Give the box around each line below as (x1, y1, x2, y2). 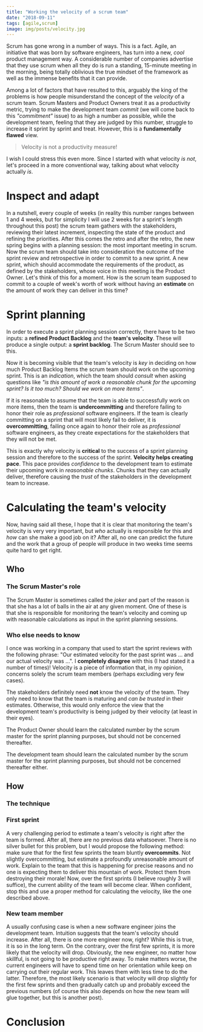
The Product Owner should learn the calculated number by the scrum (6, 726, 180, 733)
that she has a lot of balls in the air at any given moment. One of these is (6, 602, 187, 610)
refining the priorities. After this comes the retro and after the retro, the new (6, 235, 195, 243)
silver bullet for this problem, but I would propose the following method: (6, 842, 185, 850)
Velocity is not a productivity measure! (21, 143, 118, 151)
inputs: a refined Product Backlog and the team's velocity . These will (6, 334, 182, 342)
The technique (6, 799, 50, 808)
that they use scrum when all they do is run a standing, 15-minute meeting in (6, 62, 197, 69)
